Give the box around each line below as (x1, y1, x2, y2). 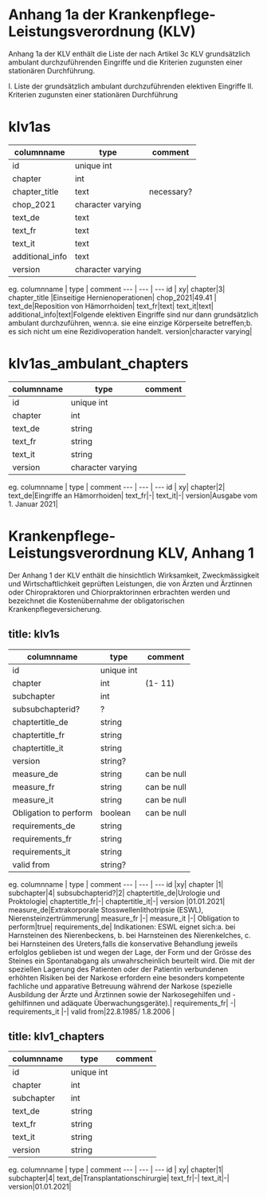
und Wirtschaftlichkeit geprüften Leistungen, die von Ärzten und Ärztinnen (8, 578, 253, 588)
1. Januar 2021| (8, 499, 58, 508)
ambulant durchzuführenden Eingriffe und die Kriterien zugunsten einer (8, 57, 243, 67)
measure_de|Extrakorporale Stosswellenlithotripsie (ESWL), (8, 905, 204, 914)
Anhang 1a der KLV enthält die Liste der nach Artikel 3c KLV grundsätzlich (8, 49, 251, 58)
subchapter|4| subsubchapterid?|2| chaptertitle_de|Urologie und (8, 888, 221, 897)
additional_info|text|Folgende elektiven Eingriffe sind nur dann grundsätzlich (8, 310, 259, 319)
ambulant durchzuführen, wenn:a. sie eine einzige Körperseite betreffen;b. (8, 317, 253, 328)
